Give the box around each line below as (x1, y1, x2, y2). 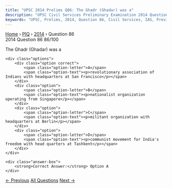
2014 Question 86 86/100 (5, 36, 59, 43)
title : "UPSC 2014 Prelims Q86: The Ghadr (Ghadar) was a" (5, 7, 134, 13)
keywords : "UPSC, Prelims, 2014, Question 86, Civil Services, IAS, (5, 17, 155, 22)
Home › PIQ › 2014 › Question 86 (5, 31, 74, 37)
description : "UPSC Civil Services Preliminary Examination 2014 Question (5, 12, 168, 17)
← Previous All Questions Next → (5, 177, 75, 183)
